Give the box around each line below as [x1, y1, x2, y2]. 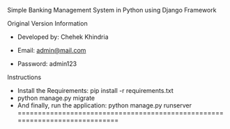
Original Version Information [7, 19, 89, 27]
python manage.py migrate [17, 94, 95, 102]
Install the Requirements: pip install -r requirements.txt [17, 87, 174, 94]
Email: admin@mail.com [17, 46, 86, 54]
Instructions [7, 73, 42, 81]
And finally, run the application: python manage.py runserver [17, 101, 192, 110]
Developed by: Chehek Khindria [17, 33, 109, 41]
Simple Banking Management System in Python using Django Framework [7, 6, 217, 14]
